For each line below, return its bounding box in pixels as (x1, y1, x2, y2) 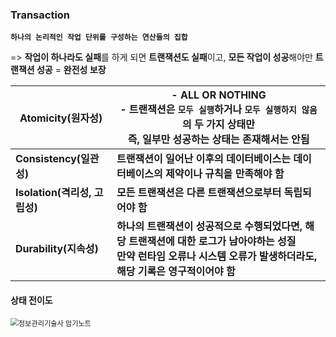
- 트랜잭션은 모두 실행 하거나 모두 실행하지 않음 (119, 103, 318, 117)
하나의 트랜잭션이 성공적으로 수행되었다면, (116, 219, 303, 233)
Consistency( (15, 152, 82, 166)
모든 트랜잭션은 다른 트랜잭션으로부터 (116, 186, 282, 200)
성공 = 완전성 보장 (36, 64, 107, 76)
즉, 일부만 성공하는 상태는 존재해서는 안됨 (127, 133, 310, 147)
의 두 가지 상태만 (182, 118, 256, 132)
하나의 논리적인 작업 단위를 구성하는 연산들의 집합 (10, 33, 188, 43)
